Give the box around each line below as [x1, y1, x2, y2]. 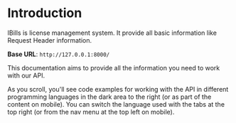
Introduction [7, 5, 82, 21]
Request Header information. [7, 36, 92, 44]
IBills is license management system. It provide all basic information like [7, 28, 217, 37]
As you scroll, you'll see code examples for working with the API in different [7, 85, 229, 93]
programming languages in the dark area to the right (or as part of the [7, 92, 212, 101]
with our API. [7, 71, 45, 80]
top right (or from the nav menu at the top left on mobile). [7, 107, 175, 116]
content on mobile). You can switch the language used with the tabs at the [7, 100, 225, 108]
